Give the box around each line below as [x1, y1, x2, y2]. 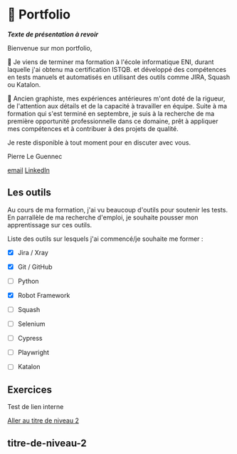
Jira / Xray [17, 248, 48, 257]
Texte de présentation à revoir [7, 30, 98, 38]
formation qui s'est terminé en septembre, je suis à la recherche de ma [7, 109, 215, 118]
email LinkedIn [7, 165, 50, 174]
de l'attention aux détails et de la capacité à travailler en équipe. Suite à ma [7, 101, 228, 110]
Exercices [7, 383, 52, 396]
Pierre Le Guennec [7, 152, 63, 160]
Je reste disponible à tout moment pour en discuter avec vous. [7, 138, 191, 147]
